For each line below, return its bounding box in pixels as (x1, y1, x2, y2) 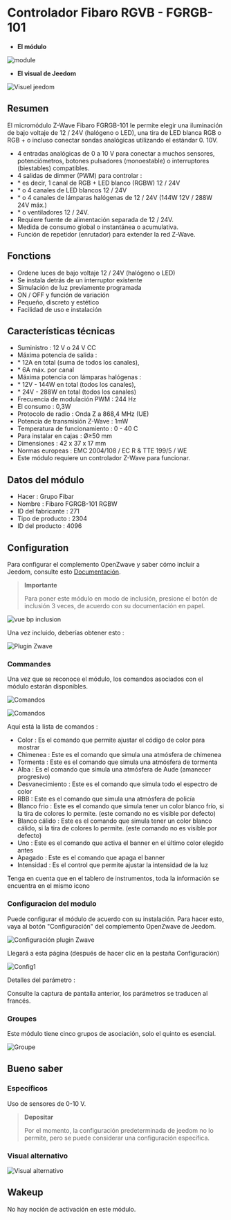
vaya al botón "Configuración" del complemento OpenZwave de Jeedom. (7, 922, 216, 930)
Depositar (24, 1113, 54, 1121)
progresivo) (17, 773, 50, 781)
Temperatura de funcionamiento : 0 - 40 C (17, 424, 138, 433)
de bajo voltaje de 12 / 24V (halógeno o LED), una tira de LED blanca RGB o (7, 128, 221, 136)
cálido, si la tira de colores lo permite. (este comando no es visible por (17, 824, 218, 832)
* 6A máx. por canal (17, 365, 75, 374)
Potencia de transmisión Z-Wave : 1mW (17, 417, 129, 426)
